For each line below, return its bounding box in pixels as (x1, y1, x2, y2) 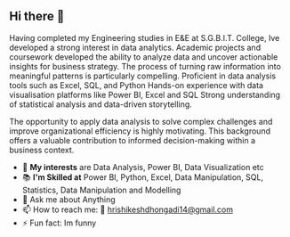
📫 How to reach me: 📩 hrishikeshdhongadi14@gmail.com (21, 204, 234, 215)
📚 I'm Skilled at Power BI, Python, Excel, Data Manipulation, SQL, (21, 171, 264, 183)
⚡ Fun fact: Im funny (21, 217, 97, 228)
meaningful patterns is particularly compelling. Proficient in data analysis (9, 70, 277, 81)
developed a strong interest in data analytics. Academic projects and (9, 42, 261, 53)
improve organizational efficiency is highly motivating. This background (9, 126, 271, 136)
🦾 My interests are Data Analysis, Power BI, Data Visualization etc (21, 161, 264, 172)
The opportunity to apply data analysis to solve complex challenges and (9, 116, 273, 127)
